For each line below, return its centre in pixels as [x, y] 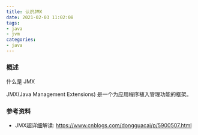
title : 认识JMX [24, 12]
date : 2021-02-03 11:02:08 [40, 17]
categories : [21, 40]
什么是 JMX [21, 82]
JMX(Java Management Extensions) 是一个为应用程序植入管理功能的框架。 [99, 94]
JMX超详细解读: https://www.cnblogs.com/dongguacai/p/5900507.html [103, 125]
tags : [13, 23]
